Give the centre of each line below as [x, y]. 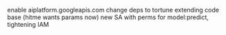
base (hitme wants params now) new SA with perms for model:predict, [108, 17]
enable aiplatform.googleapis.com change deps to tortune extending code [113, 10]
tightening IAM [28, 24]
